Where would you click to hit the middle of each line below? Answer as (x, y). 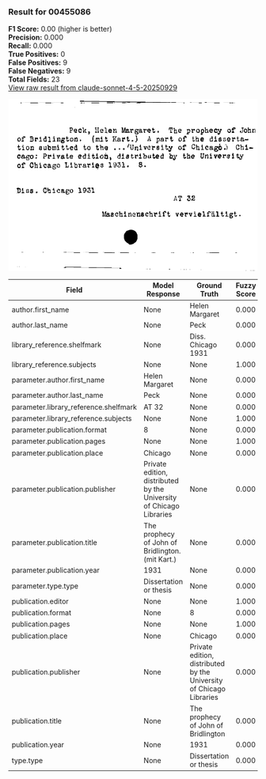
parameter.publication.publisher (64, 490)
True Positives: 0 (37, 55)
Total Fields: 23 (34, 79)
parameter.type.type (45, 586)
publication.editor (40, 601)
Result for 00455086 (49, 12)
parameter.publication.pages (59, 441)
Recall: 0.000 (30, 46)
